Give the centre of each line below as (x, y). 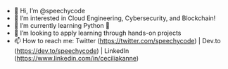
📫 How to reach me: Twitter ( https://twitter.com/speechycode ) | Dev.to (118, 41)
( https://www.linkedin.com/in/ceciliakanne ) (76, 58)
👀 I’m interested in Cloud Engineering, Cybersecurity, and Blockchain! (115, 18)
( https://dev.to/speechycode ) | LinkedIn (71, 51)
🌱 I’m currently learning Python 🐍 (62, 25)
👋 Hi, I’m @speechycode (50, 11)
